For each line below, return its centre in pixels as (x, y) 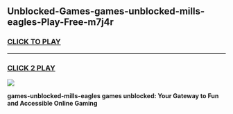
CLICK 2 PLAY (31, 68)
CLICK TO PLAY (34, 42)
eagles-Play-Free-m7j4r (61, 22)
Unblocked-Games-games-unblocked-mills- (106, 11)
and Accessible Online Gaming (52, 103)
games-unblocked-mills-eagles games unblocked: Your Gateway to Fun (113, 95)
